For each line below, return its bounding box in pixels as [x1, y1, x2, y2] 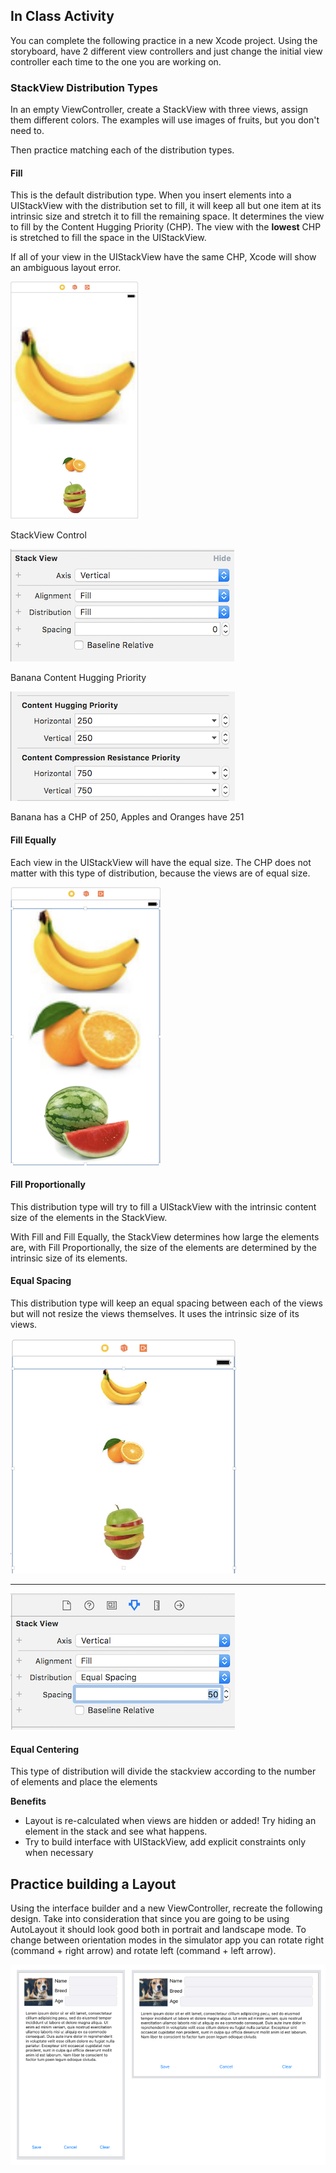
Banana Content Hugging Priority [10, 672, 147, 684]
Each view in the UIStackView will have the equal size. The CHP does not [10, 856, 312, 868]
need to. [10, 125, 45, 137]
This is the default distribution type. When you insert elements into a [10, 189, 292, 201]
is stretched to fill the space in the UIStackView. [10, 232, 207, 244]
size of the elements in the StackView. [10, 1211, 168, 1223]
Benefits [10, 1795, 47, 1808]
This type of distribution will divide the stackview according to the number [10, 1765, 317, 1778]
